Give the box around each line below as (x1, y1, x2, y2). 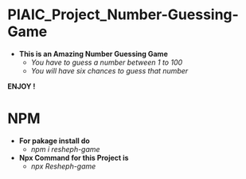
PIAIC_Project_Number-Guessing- (7, 6, 240, 24)
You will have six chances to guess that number (30, 66, 189, 75)
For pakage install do (18, 136, 91, 145)
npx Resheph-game (30, 161, 96, 171)
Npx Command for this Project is (18, 153, 129, 162)
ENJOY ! (7, 82, 36, 91)
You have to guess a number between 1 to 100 (30, 58, 183, 67)
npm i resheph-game (30, 144, 100, 153)
